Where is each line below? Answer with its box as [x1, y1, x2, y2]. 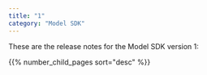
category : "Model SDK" [8, 19, 85, 27]
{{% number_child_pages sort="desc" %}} [8, 57, 151, 67]
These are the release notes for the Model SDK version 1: [8, 41, 199, 51]
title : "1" [8, 11, 45, 20]
